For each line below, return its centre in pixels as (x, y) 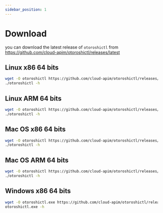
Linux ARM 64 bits (33, 98)
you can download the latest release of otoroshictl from (62, 47)
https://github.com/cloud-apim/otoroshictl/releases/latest (63, 52)
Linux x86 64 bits (32, 67)
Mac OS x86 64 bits (35, 129)
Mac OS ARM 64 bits (37, 160)
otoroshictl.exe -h (25, 207)
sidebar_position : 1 (26, 9)
